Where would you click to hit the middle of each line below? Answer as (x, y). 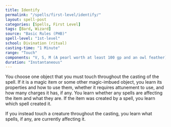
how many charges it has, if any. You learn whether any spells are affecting (84, 93)
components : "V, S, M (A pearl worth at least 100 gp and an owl (76, 57)
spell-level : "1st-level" (33, 39)
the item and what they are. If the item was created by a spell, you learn (80, 98)
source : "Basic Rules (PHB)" (36, 34)
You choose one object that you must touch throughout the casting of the (82, 77)
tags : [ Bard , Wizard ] (28, 29)
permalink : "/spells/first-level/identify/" (53, 15)
